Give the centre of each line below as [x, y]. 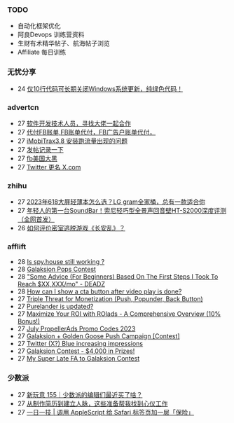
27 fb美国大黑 [37, 158]
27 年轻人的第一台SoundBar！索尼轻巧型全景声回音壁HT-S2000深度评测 [122, 211]
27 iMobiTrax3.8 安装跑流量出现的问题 [73, 141]
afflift [17, 247]
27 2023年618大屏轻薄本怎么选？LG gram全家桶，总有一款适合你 [111, 202]
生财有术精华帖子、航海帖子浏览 [63, 43]
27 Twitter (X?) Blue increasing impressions [80, 344]
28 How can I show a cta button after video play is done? [99, 291]
